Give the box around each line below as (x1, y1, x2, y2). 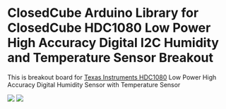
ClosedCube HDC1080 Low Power (7, 20, 211, 36)
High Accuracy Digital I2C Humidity (7, 35, 219, 51)
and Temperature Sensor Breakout (7, 50, 214, 66)
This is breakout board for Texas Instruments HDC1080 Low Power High (7, 72, 217, 82)
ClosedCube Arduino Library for (7, 5, 199, 21)
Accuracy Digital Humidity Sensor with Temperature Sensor (7, 80, 181, 89)
